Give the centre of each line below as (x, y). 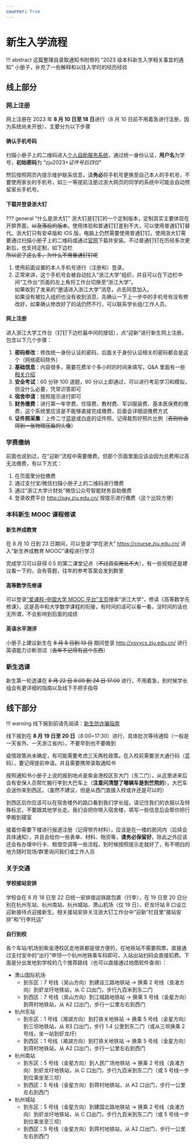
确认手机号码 (21, 141)
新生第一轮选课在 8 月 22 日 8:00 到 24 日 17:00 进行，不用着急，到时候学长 (97, 680)
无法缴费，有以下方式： (34, 464)
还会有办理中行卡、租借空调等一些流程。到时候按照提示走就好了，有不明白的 (98, 844)
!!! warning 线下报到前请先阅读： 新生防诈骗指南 (63, 723)
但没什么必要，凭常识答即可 (48, 389)
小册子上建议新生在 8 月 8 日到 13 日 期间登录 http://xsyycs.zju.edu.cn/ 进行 (97, 643)
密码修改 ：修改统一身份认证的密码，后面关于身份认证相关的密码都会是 (99, 352)
